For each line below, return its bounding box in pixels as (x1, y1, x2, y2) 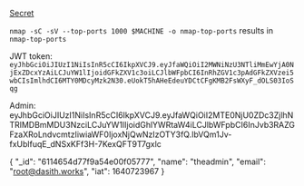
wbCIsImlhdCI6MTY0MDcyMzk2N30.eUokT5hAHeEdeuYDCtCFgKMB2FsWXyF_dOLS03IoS (9, 76, 295, 85)
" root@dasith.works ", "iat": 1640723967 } (9, 166, 165, 176)
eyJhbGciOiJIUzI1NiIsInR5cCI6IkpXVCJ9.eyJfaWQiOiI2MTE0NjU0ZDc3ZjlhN (9, 110, 294, 121)
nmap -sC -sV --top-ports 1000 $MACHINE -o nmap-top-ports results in (9, 25, 274, 35)
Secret (9, 8, 34, 18)
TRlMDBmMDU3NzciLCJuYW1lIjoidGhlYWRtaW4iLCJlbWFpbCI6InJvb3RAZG (9, 120, 296, 130)
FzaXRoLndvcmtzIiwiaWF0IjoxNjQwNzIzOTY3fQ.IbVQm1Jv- (9, 129, 232, 140)
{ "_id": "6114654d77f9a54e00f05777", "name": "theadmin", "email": (9, 156, 266, 167)
